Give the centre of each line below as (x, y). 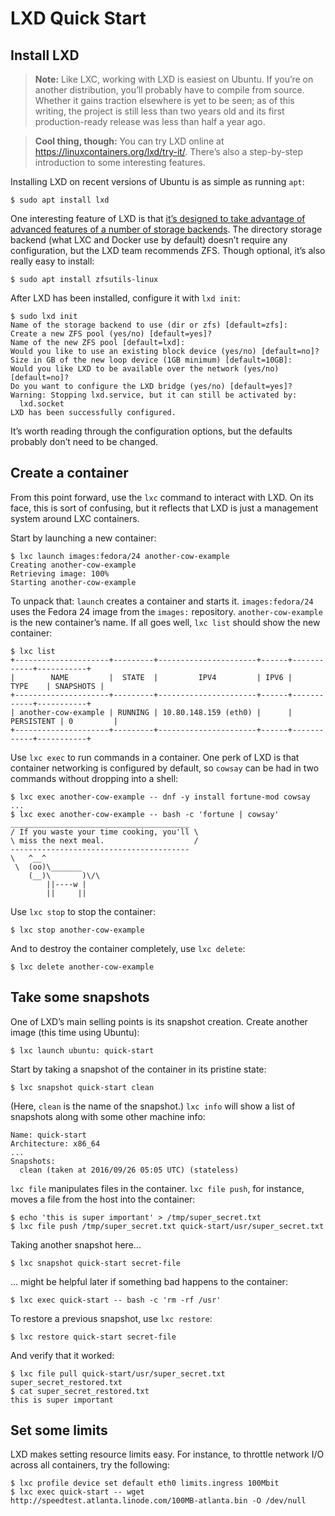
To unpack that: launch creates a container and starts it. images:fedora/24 (162, 601)
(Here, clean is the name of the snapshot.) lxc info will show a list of (153, 1106)
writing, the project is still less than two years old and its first (159, 111)
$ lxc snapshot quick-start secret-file (96, 1263)
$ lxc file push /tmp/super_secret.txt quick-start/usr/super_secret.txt (167, 1226)
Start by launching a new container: (83, 538)
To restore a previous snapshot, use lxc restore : (111, 1318)
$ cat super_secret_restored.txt (80, 1391)
